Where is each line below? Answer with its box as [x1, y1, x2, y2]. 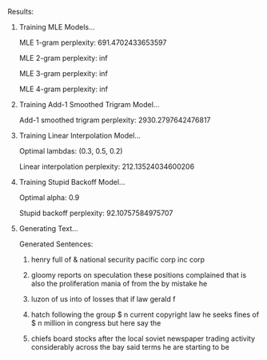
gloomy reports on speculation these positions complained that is [30, 270, 247, 279]
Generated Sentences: [18, 239, 94, 249]
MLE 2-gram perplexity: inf [18, 54, 109, 62]
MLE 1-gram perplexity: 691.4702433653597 [18, 38, 167, 47]
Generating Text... [18, 224, 79, 233]
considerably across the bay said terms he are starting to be [30, 342, 229, 351]
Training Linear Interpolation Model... [18, 131, 141, 140]
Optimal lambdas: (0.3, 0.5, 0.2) [18, 146, 123, 155]
